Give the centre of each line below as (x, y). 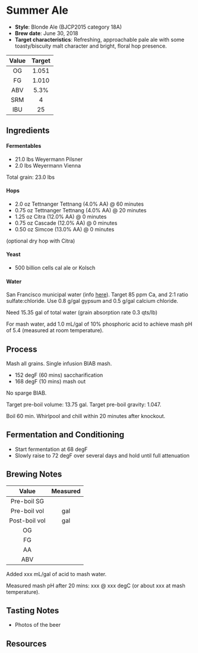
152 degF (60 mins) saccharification (59, 375)
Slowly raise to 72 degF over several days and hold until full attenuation (102, 455)
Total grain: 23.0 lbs (31, 177)
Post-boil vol (27, 521)
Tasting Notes (33, 610)
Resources (26, 644)
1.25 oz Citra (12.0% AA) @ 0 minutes (61, 216)
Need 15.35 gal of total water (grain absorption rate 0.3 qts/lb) (82, 312)
